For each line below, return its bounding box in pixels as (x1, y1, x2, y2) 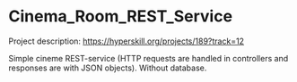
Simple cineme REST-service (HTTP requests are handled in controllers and (8, 53, 289, 63)
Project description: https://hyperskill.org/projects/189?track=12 (8, 36, 244, 46)
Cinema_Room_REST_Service (8, 6, 233, 27)
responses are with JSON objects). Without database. (8, 62, 207, 73)
